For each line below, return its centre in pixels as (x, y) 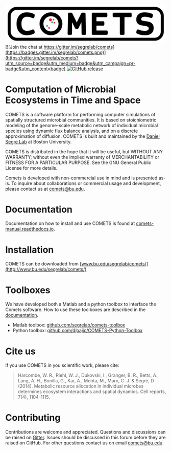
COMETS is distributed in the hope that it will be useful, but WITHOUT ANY (84, 151)
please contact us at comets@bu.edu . (45, 189)
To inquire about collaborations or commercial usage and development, (86, 183)
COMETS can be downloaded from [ (43, 264)
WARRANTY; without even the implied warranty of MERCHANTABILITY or (82, 157)
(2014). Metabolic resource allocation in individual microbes (81, 386)
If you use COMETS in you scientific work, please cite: (62, 365)
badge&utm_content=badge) (35, 69)
